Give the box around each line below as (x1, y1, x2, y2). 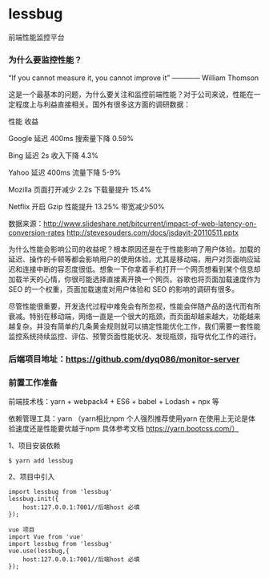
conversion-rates (8, 228, 66, 237)
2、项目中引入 (8, 472, 55, 482)
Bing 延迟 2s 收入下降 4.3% (8, 151, 98, 160)
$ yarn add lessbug (8, 457, 74, 465)
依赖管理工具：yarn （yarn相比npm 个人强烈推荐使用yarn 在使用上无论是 (8, 414, 249, 423)
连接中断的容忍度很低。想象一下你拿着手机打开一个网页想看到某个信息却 (22, 265, 261, 274)
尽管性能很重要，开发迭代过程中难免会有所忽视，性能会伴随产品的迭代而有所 (8, 301, 261, 311)
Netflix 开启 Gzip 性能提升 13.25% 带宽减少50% (8, 202, 165, 212)
